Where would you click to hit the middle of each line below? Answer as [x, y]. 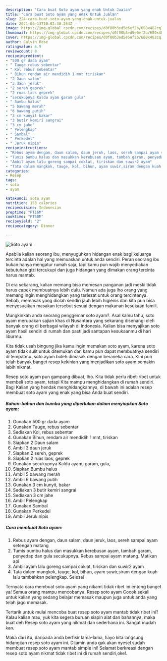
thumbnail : [17, 33]
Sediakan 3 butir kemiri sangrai [44, 490]
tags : [11, 180]
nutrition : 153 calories [31, 203]
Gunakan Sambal [30, 505]
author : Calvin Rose [27, 42]
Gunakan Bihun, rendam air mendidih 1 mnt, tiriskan [65, 437]
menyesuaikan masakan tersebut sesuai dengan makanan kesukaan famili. [82, 306]
